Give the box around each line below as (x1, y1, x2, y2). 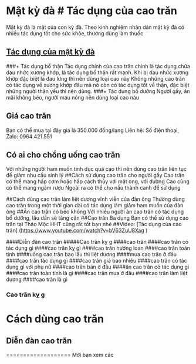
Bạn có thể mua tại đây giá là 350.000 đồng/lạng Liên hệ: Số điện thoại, (6, 127, 180, 134)
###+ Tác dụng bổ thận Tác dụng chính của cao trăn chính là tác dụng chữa (6, 62, 191, 70)
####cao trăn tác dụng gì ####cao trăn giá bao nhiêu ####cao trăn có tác (6, 257, 187, 264)
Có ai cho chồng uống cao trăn (6, 150, 120, 160)
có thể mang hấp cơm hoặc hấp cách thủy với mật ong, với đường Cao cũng (6, 178, 190, 185)
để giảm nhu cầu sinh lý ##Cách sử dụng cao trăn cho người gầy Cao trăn (6, 172, 185, 179)
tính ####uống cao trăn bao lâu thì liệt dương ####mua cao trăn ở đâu (6, 251, 177, 258)
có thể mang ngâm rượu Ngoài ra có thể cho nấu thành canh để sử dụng (6, 184, 181, 191)
